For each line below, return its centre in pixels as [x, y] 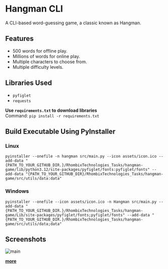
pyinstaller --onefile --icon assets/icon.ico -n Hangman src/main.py [81, 202]
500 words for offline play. [40, 51]
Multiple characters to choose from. [50, 62]
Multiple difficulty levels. [38, 67]
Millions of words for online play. [46, 56]
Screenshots [26, 239]
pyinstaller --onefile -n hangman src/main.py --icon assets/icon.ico [81, 156]
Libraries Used [29, 83]
